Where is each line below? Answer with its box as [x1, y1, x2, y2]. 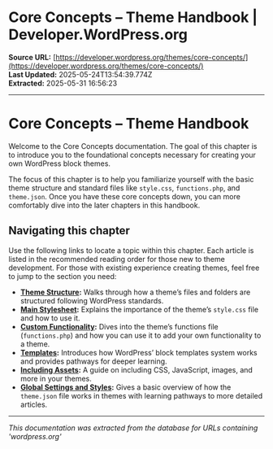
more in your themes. [19, 373, 92, 383]
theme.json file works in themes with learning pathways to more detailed [19, 390, 263, 400]
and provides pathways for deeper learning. [19, 356, 168, 366]
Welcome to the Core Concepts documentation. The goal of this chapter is [8, 141, 258, 150]
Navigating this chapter [8, 224, 130, 238]
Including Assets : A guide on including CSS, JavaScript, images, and [19, 364, 253, 374]
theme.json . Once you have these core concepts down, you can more [8, 191, 241, 201]
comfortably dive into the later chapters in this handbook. [8, 200, 201, 210]
